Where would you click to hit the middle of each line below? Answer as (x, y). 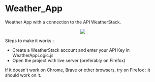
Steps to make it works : (30, 41)
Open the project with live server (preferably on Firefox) (69, 60)
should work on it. (23, 75)
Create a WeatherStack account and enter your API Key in (71, 50)
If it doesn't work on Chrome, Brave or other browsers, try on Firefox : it (78, 70)
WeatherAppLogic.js (33, 55)
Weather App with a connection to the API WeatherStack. (63, 22)
